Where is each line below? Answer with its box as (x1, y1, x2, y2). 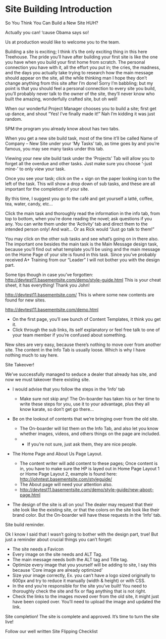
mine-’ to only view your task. (5, 166, 66, 172)
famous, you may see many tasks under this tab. (5, 146, 104, 151)
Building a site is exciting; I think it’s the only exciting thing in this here (5, 49, 148, 54)
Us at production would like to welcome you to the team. (5, 39, 120, 45)
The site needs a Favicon (12, 546, 64, 552)
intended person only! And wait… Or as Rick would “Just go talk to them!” (5, 226, 155, 232)
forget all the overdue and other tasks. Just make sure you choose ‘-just (5, 160, 153, 166)
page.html (19, 492, 41, 498)
